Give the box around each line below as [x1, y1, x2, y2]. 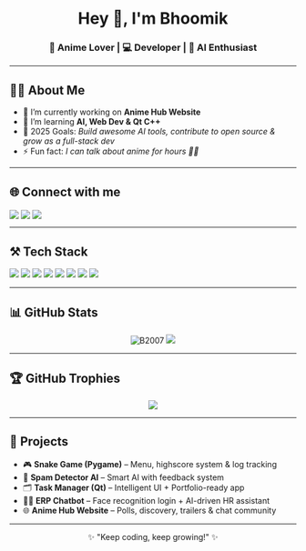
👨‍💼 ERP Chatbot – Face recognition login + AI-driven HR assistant [22, 495, 270, 506]
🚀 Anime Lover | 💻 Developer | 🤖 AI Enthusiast [48, 41, 258, 54]
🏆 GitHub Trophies [9, 371, 121, 386]
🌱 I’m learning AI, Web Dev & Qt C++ [22, 116, 161, 127]
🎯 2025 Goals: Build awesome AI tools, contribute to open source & [22, 126, 276, 137]
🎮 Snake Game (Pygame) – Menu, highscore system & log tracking [22, 458, 278, 469]
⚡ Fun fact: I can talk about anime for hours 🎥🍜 [22, 145, 199, 157]
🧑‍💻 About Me [9, 82, 86, 98]
